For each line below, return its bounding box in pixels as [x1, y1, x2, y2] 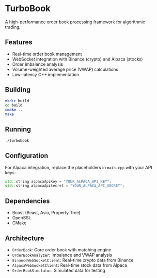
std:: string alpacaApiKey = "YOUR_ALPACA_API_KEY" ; [5, 179, 111, 184]
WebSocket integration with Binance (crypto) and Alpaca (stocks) [12, 56, 143, 62]
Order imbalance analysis [12, 61, 63, 67]
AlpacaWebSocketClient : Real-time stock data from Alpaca [12, 262, 127, 268]
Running [5, 125, 31, 134]
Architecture [5, 234, 45, 242]
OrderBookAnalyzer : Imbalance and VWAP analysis [12, 252, 112, 258]
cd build [5, 103, 23, 108]
